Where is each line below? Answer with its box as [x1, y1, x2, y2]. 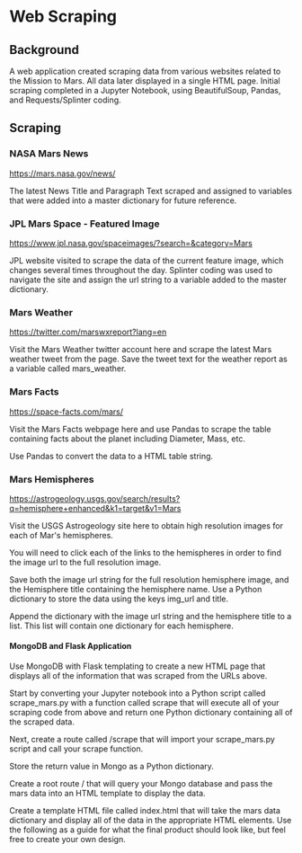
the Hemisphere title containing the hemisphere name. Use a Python [9, 583, 262, 594]
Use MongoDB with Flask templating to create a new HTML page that [9, 661, 266, 671]
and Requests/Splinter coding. [9, 94, 121, 105]
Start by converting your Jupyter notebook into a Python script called [9, 688, 266, 698]
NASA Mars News [9, 147, 89, 160]
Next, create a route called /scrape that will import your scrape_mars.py [9, 734, 276, 745]
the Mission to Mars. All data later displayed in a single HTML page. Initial [9, 76, 280, 86]
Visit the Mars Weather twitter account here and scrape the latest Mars [9, 344, 272, 355]
